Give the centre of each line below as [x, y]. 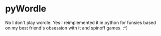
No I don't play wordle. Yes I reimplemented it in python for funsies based [80, 22]
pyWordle [26, 9]
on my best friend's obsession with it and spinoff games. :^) [67, 27]
